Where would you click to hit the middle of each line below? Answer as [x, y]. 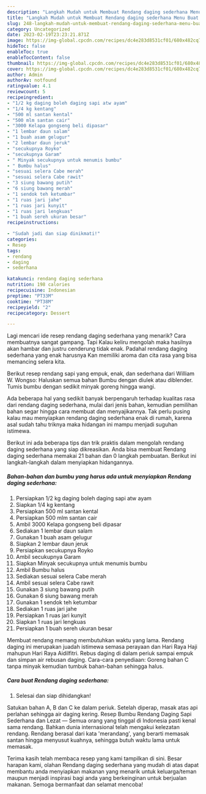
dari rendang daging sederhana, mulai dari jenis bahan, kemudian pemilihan [102, 405]
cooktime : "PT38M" [30, 301]
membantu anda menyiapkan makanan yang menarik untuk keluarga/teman [102, 771]
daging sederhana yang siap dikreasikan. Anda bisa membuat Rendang [97, 449]
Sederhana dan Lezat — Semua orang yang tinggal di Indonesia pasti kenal [101, 721]
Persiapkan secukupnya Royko [54, 550]
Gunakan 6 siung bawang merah [57, 596]
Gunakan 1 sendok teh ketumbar [56, 602]
